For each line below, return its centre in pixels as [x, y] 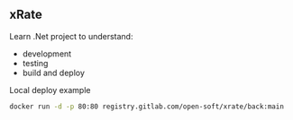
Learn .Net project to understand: [71, 36]
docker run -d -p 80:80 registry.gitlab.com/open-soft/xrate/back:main [146, 107]
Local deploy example [50, 90]
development [47, 54]
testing [35, 63]
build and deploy [54, 73]
